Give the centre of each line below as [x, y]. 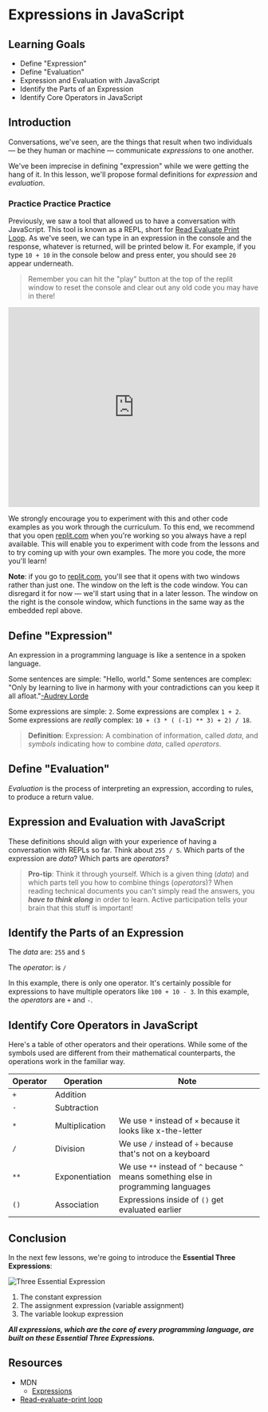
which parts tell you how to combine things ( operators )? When [130, 882]
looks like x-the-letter [160, 1131]
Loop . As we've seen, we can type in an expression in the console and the [130, 238]
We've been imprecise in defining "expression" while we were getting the [129, 166]
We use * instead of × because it [179, 1121]
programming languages [165, 1187]
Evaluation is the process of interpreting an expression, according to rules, [131, 788]
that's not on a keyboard [164, 1154]
